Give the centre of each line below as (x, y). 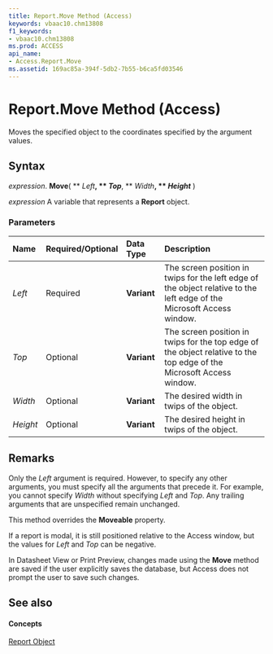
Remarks (32, 458)
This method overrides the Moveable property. (87, 520)
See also (30, 603)
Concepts (25, 623)
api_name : (25, 54)
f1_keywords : (30, 31)
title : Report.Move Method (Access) (70, 16)
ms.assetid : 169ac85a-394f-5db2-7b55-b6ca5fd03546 (96, 69)
